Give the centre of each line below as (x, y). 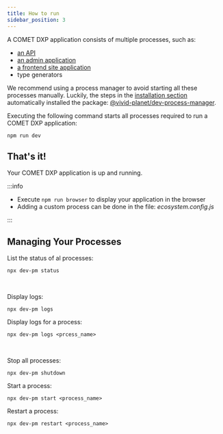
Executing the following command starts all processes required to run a (107, 116)
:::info (15, 186)
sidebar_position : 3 (37, 20)
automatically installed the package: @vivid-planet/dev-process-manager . (112, 102)
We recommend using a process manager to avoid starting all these (102, 88)
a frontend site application (54, 67)
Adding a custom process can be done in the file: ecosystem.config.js (115, 207)
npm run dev (24, 135)
